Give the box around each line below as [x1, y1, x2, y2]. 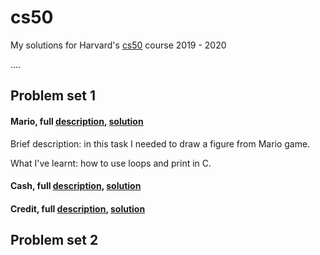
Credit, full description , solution [10, 202, 146, 215]
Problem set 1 [10, 87, 97, 105]
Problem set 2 [10, 232, 99, 249]
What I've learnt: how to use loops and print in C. [10, 157, 212, 169]
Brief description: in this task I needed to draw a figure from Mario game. [10, 137, 311, 150]
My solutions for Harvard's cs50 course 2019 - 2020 [10, 39, 227, 51]
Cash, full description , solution [10, 180, 142, 192]
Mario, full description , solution [10, 115, 144, 127]
